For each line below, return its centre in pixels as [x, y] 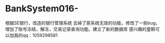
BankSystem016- [42, 9]
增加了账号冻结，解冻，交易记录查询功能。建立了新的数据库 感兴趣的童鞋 [80, 29]
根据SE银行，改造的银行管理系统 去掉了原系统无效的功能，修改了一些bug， [82, 23]
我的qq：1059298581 [36, 35]
